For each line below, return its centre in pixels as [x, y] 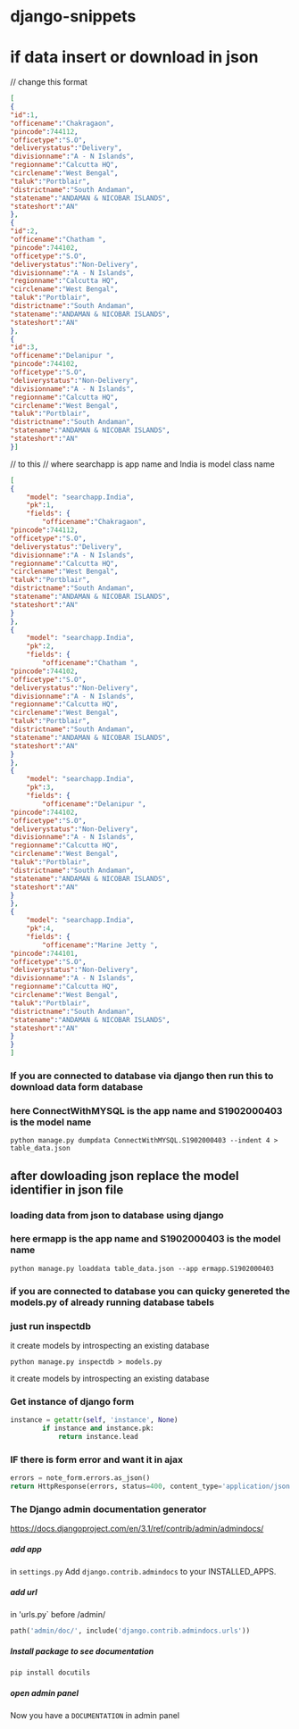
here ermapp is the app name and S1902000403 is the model [145, 1239]
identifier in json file [67, 1189]
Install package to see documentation [82, 1651]
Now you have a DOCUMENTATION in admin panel [95, 1715]
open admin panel [45, 1692]
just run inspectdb [51, 1326]
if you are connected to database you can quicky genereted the [150, 1291]
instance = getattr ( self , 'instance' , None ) [94, 1420]
